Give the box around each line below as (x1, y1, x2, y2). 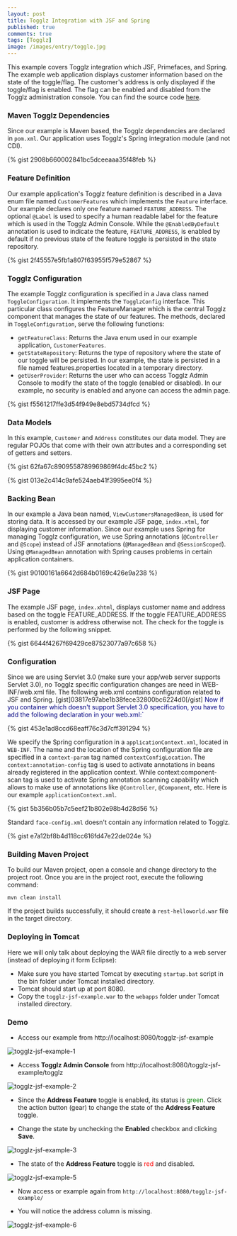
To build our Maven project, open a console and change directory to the (7, 865, 217, 874)
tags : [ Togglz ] (7, 37, 52, 44)
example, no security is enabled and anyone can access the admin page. (17, 386, 231, 394)
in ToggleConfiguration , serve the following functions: (7, 320, 165, 328)
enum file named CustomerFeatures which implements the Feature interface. (7, 196, 228, 206)
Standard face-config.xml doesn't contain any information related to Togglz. (7, 818, 231, 826)
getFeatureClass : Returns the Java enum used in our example (17, 333, 197, 342)
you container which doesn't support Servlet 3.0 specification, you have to (7, 703, 225, 712)
